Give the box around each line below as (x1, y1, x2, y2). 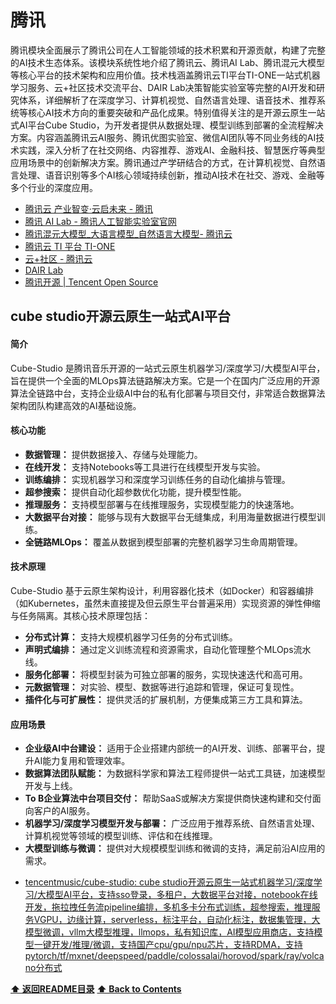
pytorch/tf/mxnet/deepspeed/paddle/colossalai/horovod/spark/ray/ (24, 950, 303, 962)
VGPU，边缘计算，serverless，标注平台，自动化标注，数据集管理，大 (33, 914, 321, 926)
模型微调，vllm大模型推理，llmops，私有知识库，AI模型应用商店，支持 (24, 926, 315, 938)
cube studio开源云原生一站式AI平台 (10, 308, 232, 325)
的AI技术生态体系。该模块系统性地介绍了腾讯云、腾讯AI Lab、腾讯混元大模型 (10, 56, 326, 68)
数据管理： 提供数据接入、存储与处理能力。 (24, 448, 203, 460)
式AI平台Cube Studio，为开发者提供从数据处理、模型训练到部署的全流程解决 (10, 119, 324, 131)
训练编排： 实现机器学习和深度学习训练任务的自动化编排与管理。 (24, 473, 291, 485)
